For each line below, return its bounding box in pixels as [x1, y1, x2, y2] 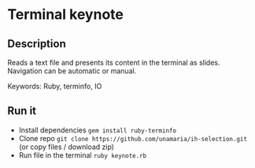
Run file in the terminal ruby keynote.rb [18, 150, 147, 159]
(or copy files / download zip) [18, 142, 115, 151]
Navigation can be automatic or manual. [7, 66, 137, 76]
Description [7, 37, 66, 50]
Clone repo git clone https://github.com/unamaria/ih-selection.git [18, 133, 247, 143]
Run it [7, 104, 37, 118]
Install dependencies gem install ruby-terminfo [18, 125, 177, 135]
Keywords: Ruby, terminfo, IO [7, 81, 102, 91]
